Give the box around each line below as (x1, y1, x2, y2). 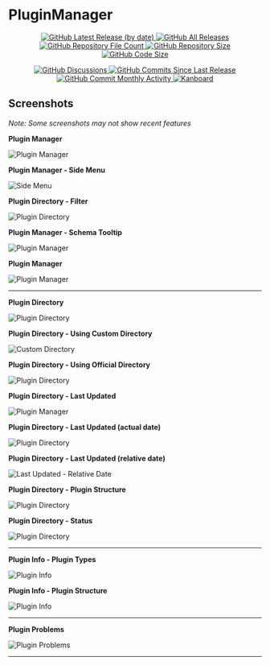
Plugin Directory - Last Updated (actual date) (8, 422, 162, 432)
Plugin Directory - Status (8, 515, 93, 525)
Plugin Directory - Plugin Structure (8, 485, 126, 494)
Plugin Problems (8, 624, 64, 634)
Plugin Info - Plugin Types (8, 554, 96, 564)
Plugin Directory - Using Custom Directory (8, 328, 153, 338)
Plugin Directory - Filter (8, 196, 88, 206)
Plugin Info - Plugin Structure (8, 585, 108, 595)
